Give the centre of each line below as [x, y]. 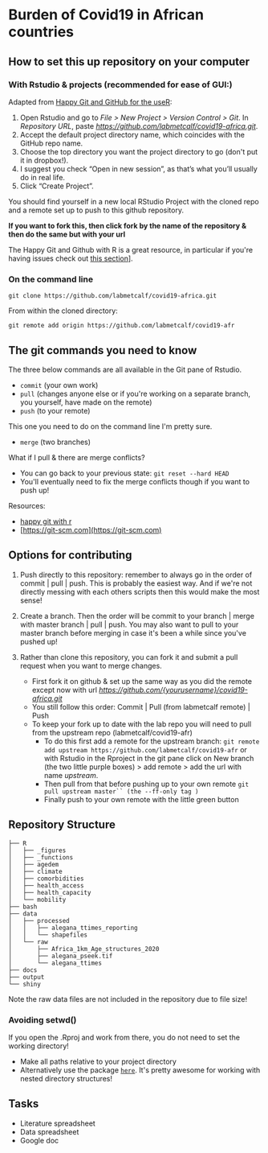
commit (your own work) [59, 385]
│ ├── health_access [46, 885]
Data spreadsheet [49, 1131]
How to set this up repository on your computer [129, 62]
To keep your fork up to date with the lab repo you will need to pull [142, 724]
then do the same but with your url [67, 234]
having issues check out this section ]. [71, 258]
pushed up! [39, 641]
